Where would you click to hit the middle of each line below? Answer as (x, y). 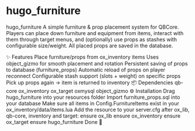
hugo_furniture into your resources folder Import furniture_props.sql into (93, 97)
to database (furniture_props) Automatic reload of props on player (86, 70)
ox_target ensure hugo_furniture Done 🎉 (54, 122)
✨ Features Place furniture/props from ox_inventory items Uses (83, 57)
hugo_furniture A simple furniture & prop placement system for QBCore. (93, 27)
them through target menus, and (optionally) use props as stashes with (92, 39)
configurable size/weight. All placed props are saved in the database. (90, 46)
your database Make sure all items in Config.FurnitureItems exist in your (93, 103)
